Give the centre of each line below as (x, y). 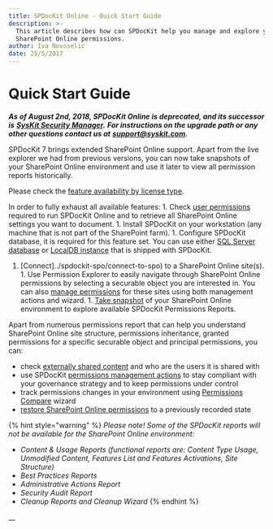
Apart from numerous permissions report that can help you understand (127, 324)
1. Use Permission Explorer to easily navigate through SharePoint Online (140, 274)
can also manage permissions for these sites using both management (136, 291)
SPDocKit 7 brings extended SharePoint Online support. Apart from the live (134, 149)
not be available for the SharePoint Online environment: (102, 434)
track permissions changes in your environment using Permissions (132, 392)
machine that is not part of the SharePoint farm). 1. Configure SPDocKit (127, 232)
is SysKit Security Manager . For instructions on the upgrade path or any (133, 125)
